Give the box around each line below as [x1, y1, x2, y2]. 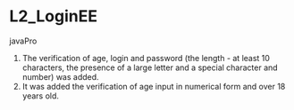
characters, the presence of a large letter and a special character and [21, 62, 279, 73]
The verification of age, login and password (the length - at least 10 [21, 52, 271, 63]
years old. [21, 90, 60, 101]
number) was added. [21, 71, 100, 82]
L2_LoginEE [9, 6, 98, 27]
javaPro [9, 35, 38, 46]
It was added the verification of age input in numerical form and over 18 [21, 81, 286, 91]
